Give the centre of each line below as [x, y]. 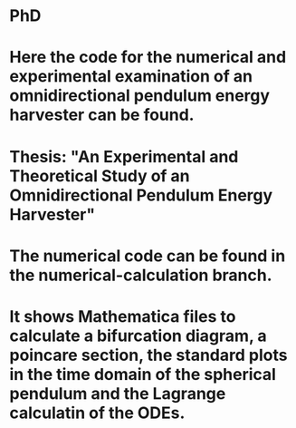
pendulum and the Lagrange [118, 393]
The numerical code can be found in [148, 256]
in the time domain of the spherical [143, 374]
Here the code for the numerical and [148, 58]
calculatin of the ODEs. [97, 413]
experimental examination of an [131, 77]
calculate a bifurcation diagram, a [138, 336]
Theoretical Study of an [100, 175]
